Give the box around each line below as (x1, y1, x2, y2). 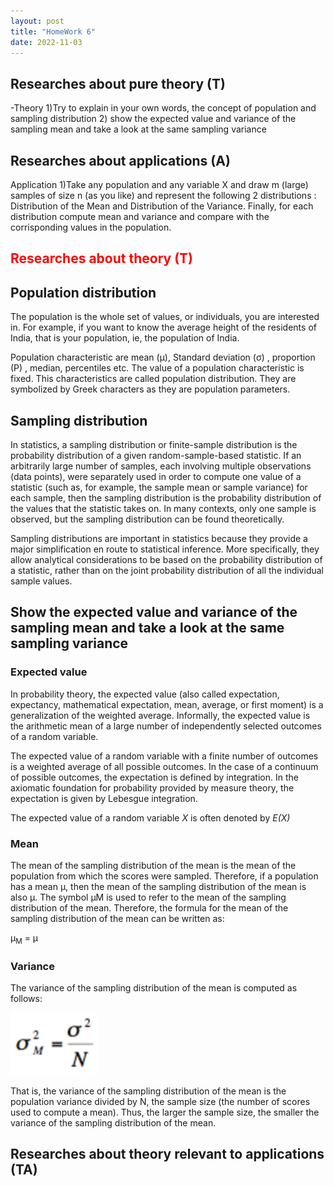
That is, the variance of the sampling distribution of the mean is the (10, 1085, 287, 1097)
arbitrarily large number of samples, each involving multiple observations (10, 460, 312, 472)
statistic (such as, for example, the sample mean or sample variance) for (10, 481, 308, 494)
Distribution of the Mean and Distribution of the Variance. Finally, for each (10, 200, 314, 212)
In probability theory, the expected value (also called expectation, (10, 688, 280, 700)
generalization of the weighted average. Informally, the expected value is (10, 709, 311, 721)
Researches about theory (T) (10, 250, 194, 267)
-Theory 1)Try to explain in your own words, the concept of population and (10, 102, 317, 114)
